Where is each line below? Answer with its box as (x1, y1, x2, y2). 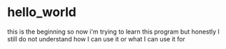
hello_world (7, 4, 77, 20)
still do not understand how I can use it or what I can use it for (7, 34, 185, 43)
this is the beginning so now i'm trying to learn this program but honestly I (7, 27, 220, 36)
